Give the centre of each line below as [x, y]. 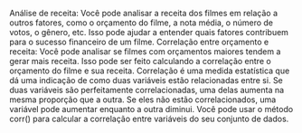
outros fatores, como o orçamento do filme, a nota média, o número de [142, 23]
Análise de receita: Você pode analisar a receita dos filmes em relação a [144, 13]
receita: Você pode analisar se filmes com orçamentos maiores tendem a [145, 52]
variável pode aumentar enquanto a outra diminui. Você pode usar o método [151, 109]
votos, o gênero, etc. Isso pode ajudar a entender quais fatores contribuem [149, 32]
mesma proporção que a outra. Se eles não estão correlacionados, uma [143, 100]
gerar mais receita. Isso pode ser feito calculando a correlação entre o [140, 61]
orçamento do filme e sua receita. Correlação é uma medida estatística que [150, 71]
